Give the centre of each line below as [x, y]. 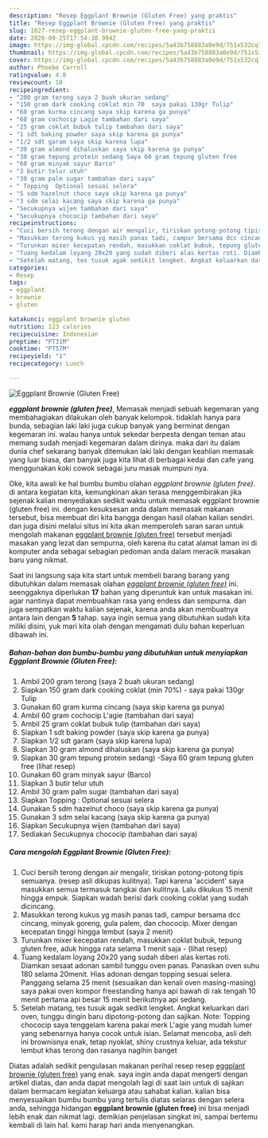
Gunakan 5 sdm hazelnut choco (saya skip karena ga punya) [120, 808]
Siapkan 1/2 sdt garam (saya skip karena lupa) [96, 740]
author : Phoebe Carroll [49, 68]
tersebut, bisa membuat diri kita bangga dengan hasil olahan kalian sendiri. [132, 517]
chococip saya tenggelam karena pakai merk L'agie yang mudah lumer [136, 1025]
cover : [20, 61]
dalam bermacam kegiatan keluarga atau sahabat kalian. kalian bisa [120, 1091]
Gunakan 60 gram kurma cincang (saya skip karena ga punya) [122, 707]
